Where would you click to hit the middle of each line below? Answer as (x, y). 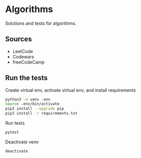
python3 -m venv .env (28, 99)
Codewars (23, 57)
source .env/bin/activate (32, 104)
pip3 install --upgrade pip (35, 109)
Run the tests (26, 78)
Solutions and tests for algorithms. (41, 23)
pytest (12, 132)
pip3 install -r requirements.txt (42, 114)
